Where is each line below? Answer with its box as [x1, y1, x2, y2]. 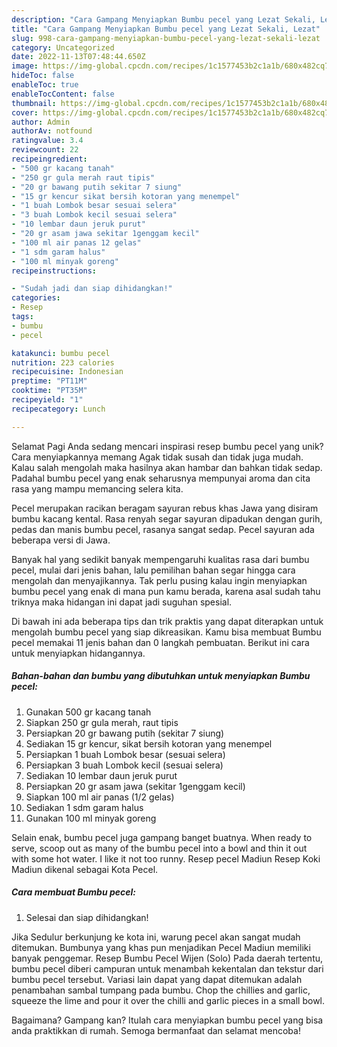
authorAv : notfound [11, 126, 93, 136]
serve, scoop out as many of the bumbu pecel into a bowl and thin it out [11, 842, 308, 854]
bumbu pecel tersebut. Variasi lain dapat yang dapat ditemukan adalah [11, 973, 303, 985]
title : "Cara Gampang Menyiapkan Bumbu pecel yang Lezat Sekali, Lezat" [11, 24, 321, 34]
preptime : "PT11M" [11, 376, 88, 386]
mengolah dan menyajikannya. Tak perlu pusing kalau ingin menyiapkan [11, 574, 308, 586]
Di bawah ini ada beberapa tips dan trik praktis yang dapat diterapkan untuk [11, 615, 324, 627]
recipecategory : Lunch [11, 404, 106, 414]
